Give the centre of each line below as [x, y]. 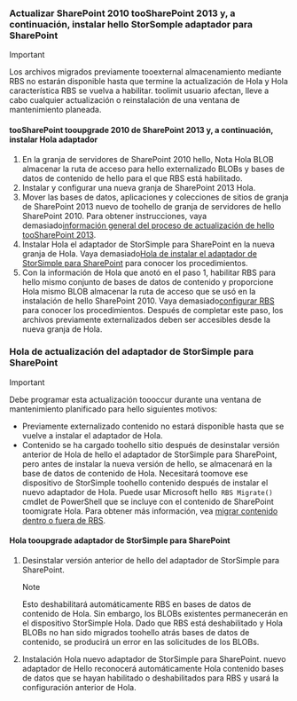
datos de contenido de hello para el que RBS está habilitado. [132, 178]
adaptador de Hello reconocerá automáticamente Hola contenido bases [152, 669]
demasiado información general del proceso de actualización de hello [148, 225]
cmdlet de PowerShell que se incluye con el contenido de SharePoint [148, 501]
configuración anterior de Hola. [79, 687]
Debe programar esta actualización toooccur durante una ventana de [135, 399]
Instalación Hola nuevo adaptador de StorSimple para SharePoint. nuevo [154, 659]
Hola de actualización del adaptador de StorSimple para [132, 351]
